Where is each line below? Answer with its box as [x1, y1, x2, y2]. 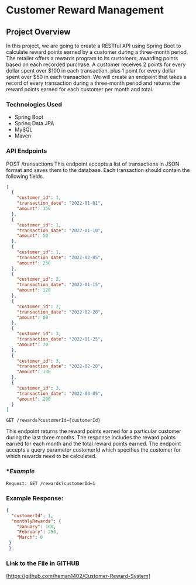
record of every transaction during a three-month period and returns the [6, 80, 180, 87]
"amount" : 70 [16, 342, 49, 347]
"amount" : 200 [16, 396, 51, 402]
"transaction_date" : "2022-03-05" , [16, 390, 104, 397]
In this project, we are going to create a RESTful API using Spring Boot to [6, 42, 181, 49]
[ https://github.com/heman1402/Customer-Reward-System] [6, 573, 151, 580]
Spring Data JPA [14, 120, 54, 127]
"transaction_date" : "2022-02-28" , [16, 363, 104, 369]
